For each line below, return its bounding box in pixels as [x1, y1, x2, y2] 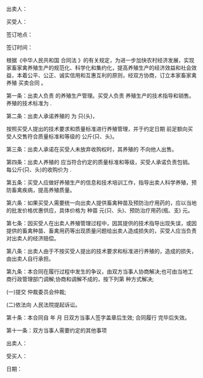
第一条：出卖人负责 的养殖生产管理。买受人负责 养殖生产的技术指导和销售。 [6, 92, 195, 99]
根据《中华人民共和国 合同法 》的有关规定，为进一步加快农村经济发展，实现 [6, 57, 195, 63]
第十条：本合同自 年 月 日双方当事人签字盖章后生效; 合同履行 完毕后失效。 [6, 314, 190, 321]
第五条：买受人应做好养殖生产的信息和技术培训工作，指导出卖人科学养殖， [6, 179, 192, 186]
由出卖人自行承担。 [6, 255, 54, 262]
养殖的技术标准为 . [6, 100, 52, 107]
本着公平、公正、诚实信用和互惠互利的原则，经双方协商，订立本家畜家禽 [16, 72, 197, 78]
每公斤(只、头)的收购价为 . [6, 166, 72, 173]
